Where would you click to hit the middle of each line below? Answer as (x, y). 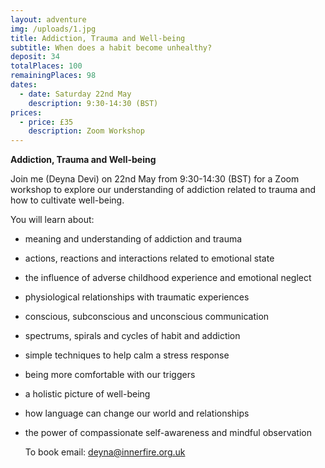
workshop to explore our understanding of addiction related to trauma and (163, 190)
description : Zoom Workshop (86, 131)
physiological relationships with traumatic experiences (137, 297)
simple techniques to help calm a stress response (127, 355)
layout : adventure (48, 19)
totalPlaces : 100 (46, 66)
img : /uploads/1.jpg (53, 29)
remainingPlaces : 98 (53, 76)
